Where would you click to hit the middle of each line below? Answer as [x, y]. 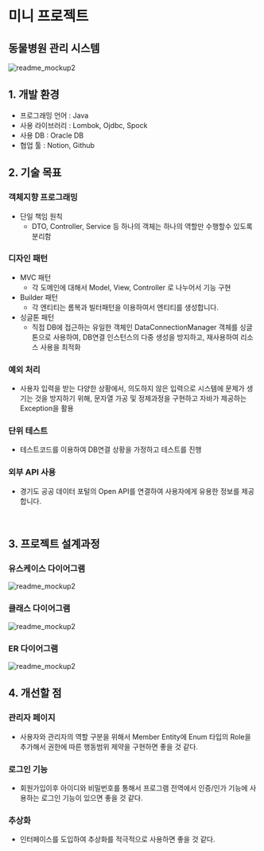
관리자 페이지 [32, 718]
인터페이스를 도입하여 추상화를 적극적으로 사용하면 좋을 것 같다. [118, 839]
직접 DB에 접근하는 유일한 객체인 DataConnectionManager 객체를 [135, 327]
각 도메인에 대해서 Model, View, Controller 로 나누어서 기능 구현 [131, 287]
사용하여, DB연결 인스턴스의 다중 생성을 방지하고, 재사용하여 [146, 337]
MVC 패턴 [35, 277]
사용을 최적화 [60, 347]
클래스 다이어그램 [39, 608]
